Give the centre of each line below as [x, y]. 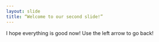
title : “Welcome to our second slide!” [55, 17]
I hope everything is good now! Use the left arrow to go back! [80, 33]
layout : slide [23, 11]
